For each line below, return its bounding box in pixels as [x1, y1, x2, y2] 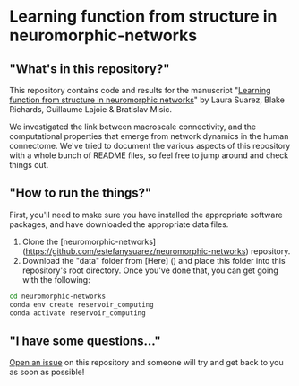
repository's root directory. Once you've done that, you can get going [21, 265, 279, 276]
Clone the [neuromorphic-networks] [21, 236, 157, 247]
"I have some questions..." [9, 333, 161, 348]
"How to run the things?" [9, 186, 152, 201]
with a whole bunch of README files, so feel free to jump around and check [9, 150, 289, 161]
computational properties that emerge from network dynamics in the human [9, 131, 289, 141]
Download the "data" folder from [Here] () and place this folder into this [21, 255, 286, 266]
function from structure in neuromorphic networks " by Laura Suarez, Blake [9, 94, 285, 105]
